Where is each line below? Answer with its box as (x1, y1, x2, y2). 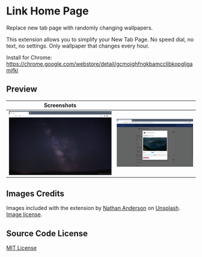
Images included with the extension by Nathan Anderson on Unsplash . (6, 205, 180, 212)
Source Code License (6, 228, 88, 238)
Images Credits (6, 188, 65, 199)
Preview (6, 84, 38, 94)
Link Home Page (6, 4, 89, 18)
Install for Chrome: (6, 54, 52, 61)
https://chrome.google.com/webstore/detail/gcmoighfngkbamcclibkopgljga (6, 60, 193, 67)
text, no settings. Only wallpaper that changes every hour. (6, 42, 150, 49)
